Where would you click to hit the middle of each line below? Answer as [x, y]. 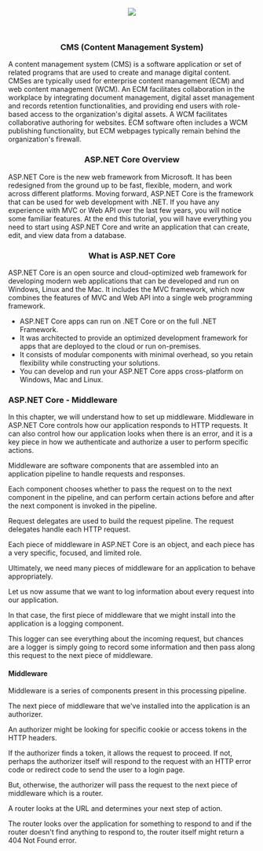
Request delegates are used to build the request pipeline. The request [121, 521]
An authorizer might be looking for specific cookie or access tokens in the [128, 729]
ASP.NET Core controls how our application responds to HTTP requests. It [128, 425]
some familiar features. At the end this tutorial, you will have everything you [130, 218]
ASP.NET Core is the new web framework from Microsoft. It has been [120, 177]
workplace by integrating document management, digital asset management [131, 97]
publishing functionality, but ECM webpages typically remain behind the [124, 131]
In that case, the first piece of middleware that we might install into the [122, 615]
